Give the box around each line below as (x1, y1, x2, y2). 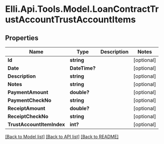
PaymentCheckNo (7, 97, 52, 103)
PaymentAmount (7, 89, 49, 96)
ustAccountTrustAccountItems (5, 14, 136, 25)
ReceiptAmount (7, 105, 46, 112)
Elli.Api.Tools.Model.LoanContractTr (5, 3, 159, 15)
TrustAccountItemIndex (7, 121, 65, 128)
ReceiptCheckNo (7, 113, 49, 120)
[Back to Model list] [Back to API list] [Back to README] (5, 134, 119, 140)
